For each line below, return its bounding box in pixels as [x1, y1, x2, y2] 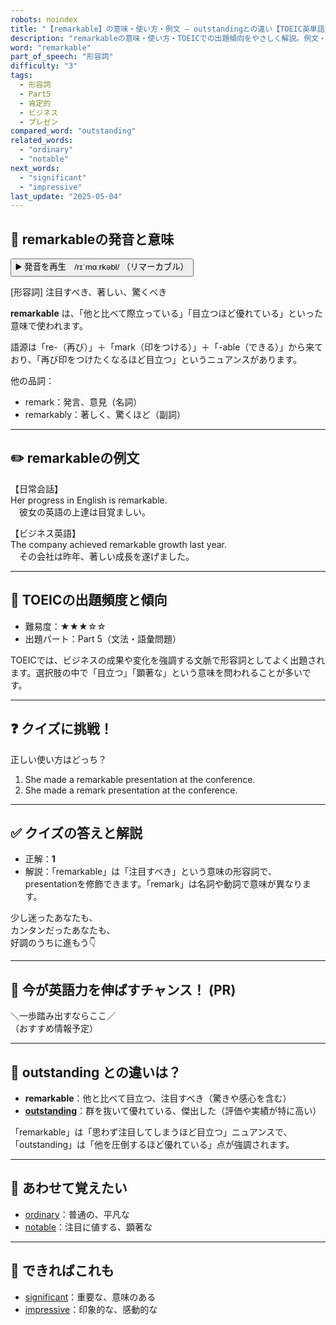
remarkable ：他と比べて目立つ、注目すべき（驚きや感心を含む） [24, 1092, 292, 1104]
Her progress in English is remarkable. [10, 494, 168, 506]
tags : [10, 71, 33, 81]
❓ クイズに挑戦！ [10, 721, 113, 738]
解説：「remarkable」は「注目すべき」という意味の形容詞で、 [24, 866, 277, 878]
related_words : [10, 136, 74, 146]
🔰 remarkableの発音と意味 [10, 231, 175, 248]
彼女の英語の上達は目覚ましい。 [18, 506, 151, 518]
